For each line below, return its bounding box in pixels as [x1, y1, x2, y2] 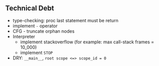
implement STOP [20, 49, 53, 55]
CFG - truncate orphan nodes [12, 28, 75, 34]
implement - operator [12, 23, 58, 29]
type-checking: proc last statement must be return [12, 17, 118, 23]
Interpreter [12, 33, 36, 39]
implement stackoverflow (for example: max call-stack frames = [20, 39, 154, 45]
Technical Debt [5, 4, 54, 13]
